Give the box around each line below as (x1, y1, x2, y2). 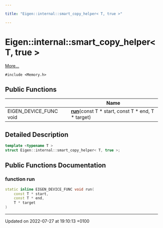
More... (5, 63, 19, 68)
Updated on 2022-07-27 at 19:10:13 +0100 (5, 218, 90, 224)
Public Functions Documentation (5, 161, 106, 170)
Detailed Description (5, 130, 69, 139)
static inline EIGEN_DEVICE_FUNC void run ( (5, 187, 95, 192)
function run (5, 176, 35, 182)
